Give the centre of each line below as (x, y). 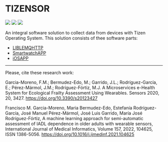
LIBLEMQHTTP (28, 47)
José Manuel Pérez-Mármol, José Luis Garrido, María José (81, 113)
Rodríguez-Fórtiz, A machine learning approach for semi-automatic (74, 118)
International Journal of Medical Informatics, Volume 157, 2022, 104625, (79, 129)
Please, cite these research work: (39, 72)
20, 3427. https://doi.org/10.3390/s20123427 (51, 98)
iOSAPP (20, 58)
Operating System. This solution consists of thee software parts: (71, 38)
